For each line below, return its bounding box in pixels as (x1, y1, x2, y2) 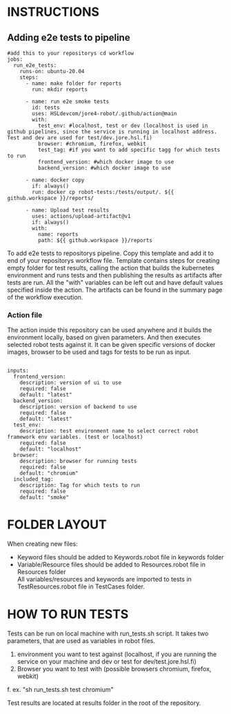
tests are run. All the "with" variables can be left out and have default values (7, 279, 223, 286)
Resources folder (17, 568, 66, 576)
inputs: (7, 367, 30, 375)
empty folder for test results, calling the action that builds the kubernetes (7, 264, 215, 272)
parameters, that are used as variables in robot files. (7, 637, 155, 645)
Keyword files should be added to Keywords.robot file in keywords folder (17, 553, 224, 562)
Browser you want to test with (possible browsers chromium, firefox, (17, 665, 212, 673)
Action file (7, 310, 43, 319)
